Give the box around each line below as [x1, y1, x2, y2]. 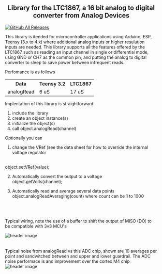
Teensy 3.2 [39, 80, 66, 87]
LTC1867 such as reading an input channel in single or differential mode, [5, 49, 149, 55]
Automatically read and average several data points [12, 188, 115, 193]
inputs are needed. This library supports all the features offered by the [5, 44, 145, 50]
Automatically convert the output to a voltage [12, 173, 103, 179]
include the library [12, 110, 48, 116]
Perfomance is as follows [5, 69, 56, 75]
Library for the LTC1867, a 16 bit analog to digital [7, 4, 155, 12]
